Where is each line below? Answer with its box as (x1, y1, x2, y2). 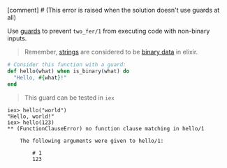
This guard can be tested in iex (24, 93, 115, 102)
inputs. (7, 34, 27, 43)
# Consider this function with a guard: (7, 61, 127, 68)
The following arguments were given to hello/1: (20, 137, 164, 144)
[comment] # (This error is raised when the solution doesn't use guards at (7, 6, 220, 14)
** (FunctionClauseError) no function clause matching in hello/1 (7, 125, 205, 132)
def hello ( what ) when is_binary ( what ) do (7, 68, 130, 75)
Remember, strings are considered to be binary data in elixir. (24, 48, 198, 56)
